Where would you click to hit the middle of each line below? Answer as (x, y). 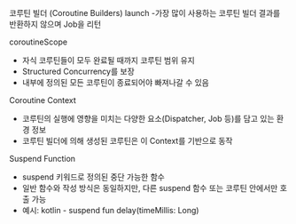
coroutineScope (39, 42)
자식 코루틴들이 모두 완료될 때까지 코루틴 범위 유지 (108, 60)
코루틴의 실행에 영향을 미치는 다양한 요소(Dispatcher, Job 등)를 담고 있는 (148, 119)
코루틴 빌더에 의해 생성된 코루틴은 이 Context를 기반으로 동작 (127, 141)
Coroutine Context (43, 100)
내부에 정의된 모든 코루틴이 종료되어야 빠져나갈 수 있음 (116, 82)
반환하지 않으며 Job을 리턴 (55, 24)
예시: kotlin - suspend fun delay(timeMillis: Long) (110, 210)
